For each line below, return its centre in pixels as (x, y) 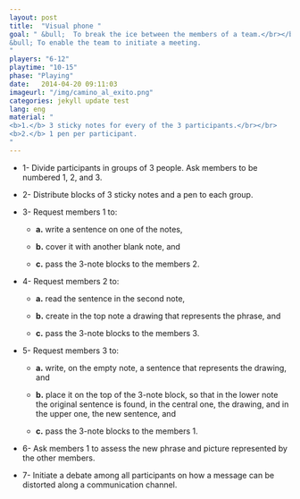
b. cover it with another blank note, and (108, 246)
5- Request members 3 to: (70, 351)
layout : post (33, 17)
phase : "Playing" (42, 76)
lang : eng (28, 109)
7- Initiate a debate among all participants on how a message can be (148, 475)
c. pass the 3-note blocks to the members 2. (117, 264)
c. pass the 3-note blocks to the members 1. (117, 431)
